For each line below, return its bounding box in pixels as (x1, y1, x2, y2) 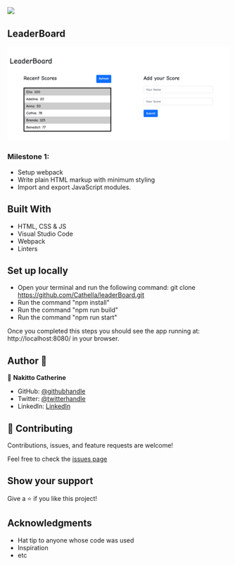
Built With (7, 203, 51, 215)
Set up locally (7, 265, 68, 277)
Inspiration (17, 543, 49, 552)
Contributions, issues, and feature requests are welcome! (7, 440, 174, 450)
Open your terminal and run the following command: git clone (17, 284, 196, 292)
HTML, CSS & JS (17, 222, 67, 230)
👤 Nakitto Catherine (7, 374, 67, 382)
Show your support (7, 475, 94, 487)
